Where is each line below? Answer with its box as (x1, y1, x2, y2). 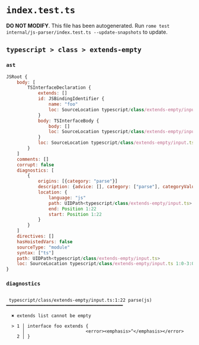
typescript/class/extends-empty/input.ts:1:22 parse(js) (8, 298, 152, 304)
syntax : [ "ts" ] (17, 250, 54, 256)
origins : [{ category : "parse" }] (37, 178, 118, 185)
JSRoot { (6, 73, 28, 80)
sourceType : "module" (17, 244, 70, 250)
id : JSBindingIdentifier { (37, 96, 105, 102)
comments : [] (17, 156, 49, 162)
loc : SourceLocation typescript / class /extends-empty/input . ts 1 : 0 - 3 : (17, 261, 192, 267)
